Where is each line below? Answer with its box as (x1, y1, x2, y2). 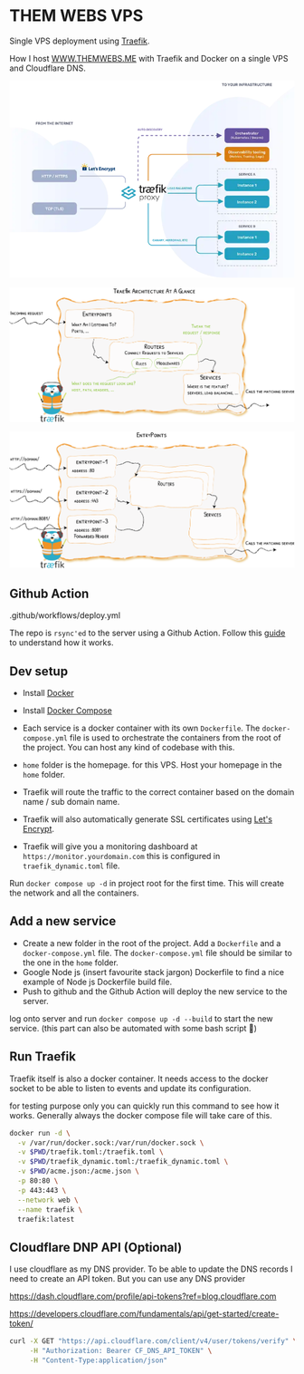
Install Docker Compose (22, 705, 113, 716)
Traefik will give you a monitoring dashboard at (22, 841, 198, 852)
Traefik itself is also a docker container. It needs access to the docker (9, 1073, 269, 1084)
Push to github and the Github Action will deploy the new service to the (22, 985, 288, 997)
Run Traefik (9, 1049, 77, 1065)
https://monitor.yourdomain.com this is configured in (22, 851, 221, 862)
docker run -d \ (9, 1128, 71, 1137)
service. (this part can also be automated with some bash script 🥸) (9, 1022, 258, 1033)
